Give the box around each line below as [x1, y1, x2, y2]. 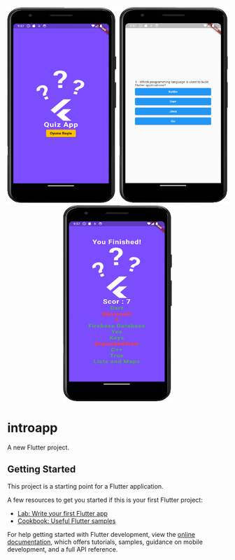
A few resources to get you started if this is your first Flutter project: [7, 496, 203, 504]
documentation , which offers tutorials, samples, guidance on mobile [7, 538, 203, 546]
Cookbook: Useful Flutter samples [17, 517, 116, 525]
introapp [7, 420, 58, 436]
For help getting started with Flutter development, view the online [7, 530, 196, 538]
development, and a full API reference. [7, 545, 118, 553]
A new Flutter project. [7, 443, 70, 451]
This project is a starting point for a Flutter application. [7, 482, 164, 490]
